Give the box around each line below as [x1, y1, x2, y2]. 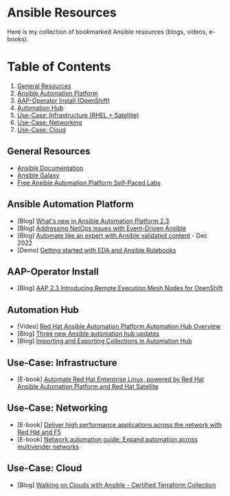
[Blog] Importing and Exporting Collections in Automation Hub [16, 337, 192, 345]
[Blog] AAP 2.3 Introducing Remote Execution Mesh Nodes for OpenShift [16, 284, 223, 292]
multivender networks [16, 442, 80, 451]
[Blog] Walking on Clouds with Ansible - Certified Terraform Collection [16, 480, 216, 489]
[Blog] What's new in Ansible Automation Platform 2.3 [16, 217, 170, 225]
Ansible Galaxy [16, 171, 60, 180]
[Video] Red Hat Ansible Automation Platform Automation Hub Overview [16, 322, 221, 331]
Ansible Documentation [16, 164, 84, 172]
